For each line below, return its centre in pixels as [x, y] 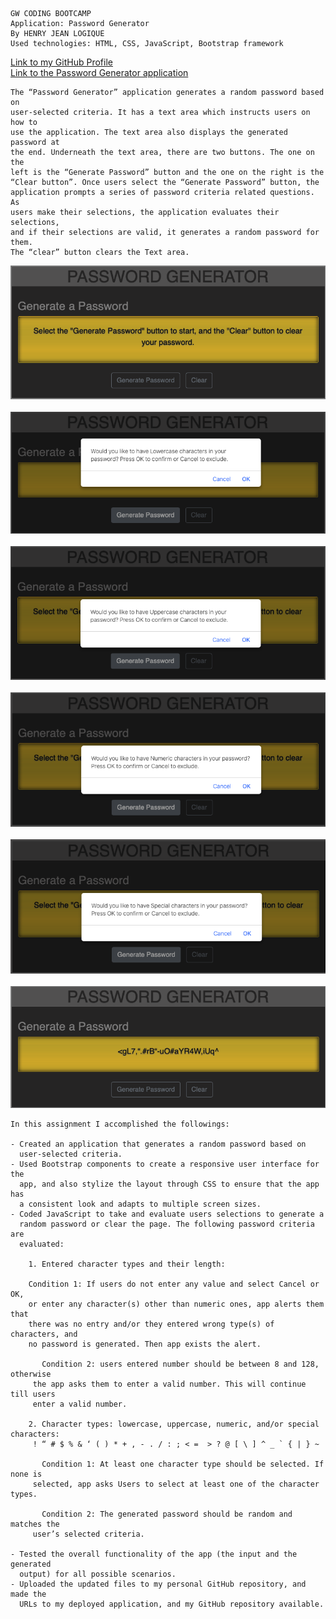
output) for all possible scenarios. [98, 1574]
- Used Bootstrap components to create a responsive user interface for [165, 1164]
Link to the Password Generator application [99, 72]
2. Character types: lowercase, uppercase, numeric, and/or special [174, 1424]
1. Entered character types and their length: [127, 1264]
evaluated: [42, 1244]
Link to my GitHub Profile [61, 62]
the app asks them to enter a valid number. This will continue [169, 1384]
